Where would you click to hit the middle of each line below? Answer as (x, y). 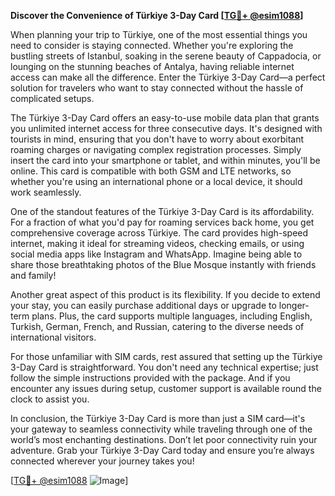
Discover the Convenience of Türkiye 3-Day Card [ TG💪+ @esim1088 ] (157, 15)
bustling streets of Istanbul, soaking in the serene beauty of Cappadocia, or (166, 56)
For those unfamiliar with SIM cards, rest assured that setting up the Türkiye (166, 356)
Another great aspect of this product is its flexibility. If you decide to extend (165, 294)
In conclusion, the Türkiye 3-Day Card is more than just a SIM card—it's (158, 418)
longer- (294, 305)
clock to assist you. (50, 399)
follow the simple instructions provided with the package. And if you (150, 378)
